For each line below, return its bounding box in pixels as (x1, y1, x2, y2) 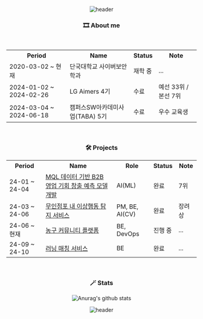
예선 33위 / (158, 83, 189, 91)
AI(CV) (117, 210, 136, 218)
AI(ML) (117, 181, 137, 190)
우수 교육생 (158, 108, 188, 116)
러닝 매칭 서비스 (45, 244, 88, 253)
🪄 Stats (89, 279, 114, 287)
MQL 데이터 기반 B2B (45, 172, 104, 181)
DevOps (117, 230, 140, 238)
